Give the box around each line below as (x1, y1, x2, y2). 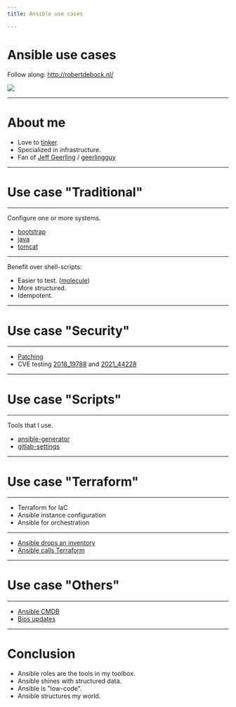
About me (7, 114, 66, 130)
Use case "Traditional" (7, 184, 143, 200)
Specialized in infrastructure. (17, 145, 101, 154)
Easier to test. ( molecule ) (17, 276, 90, 285)
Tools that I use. (7, 421, 54, 430)
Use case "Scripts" (7, 392, 122, 407)
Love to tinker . (17, 138, 59, 146)
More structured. (17, 284, 67, 292)
